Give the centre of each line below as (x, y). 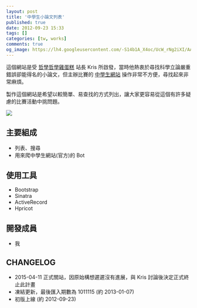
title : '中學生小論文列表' (35, 17)
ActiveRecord (31, 202)
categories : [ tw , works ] (36, 39)
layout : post (22, 11)
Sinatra (23, 196)
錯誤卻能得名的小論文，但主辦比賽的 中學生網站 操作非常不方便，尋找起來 (95, 74)
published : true (26, 22)
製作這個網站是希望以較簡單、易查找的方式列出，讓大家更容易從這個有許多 (96, 94)
